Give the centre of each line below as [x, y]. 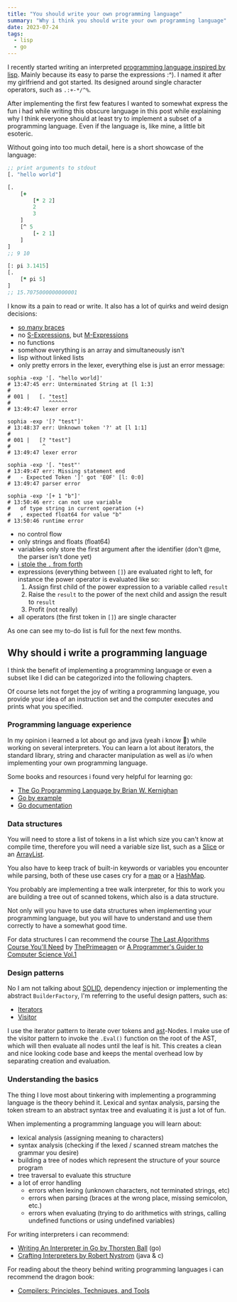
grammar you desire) [48, 1152]
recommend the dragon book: [51, 1276]
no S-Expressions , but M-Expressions [73, 335]
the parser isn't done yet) [55, 556]
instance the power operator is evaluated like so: [89, 579]
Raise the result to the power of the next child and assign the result [127, 594]
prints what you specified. [45, 706]
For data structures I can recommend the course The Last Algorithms [108, 939]
